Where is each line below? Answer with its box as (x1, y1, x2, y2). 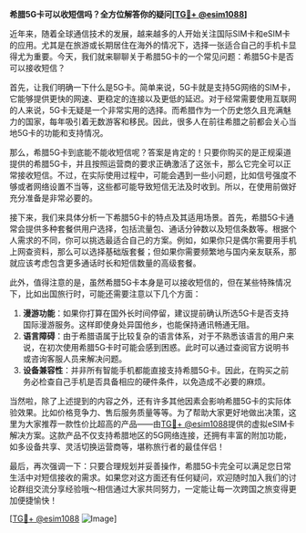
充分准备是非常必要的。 (9, 193, 97, 204)
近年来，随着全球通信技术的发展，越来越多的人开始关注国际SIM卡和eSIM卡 (9, 28, 291, 39)
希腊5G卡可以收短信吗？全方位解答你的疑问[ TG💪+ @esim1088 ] (9, 9, 248, 19)
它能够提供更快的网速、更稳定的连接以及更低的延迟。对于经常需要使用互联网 (9, 93, 297, 104)
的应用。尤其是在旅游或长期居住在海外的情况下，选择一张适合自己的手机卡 (9, 40, 289, 50)
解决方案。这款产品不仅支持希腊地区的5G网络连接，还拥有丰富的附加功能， (9, 430, 291, 441)
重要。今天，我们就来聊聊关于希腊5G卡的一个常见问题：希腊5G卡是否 (33, 51, 294, 62)
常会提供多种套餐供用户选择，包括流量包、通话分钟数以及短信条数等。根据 (9, 224, 289, 234)
